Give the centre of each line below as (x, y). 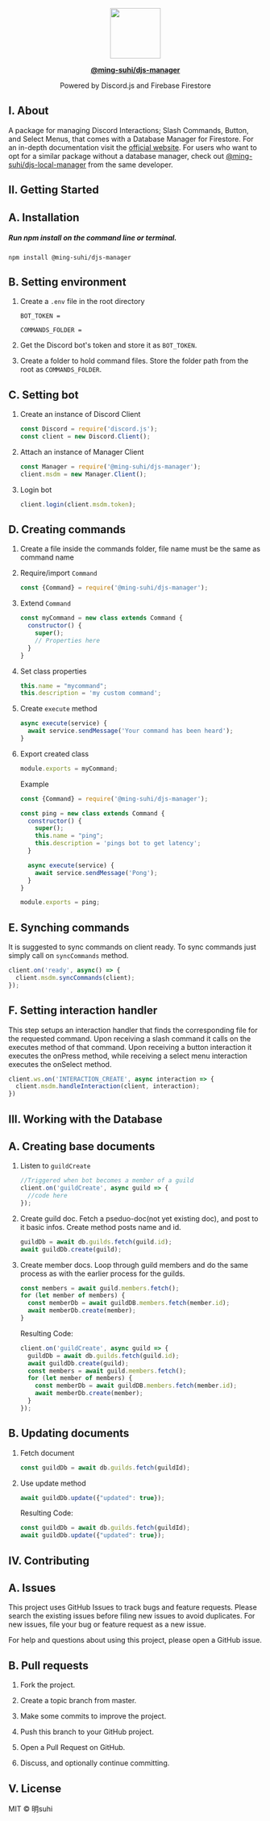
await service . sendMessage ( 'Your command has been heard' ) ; (131, 731)
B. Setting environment (67, 282)
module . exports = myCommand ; (69, 769)
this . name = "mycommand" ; (63, 685)
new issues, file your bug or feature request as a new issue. (108, 1624)
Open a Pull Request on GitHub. (73, 1748)
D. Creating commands (67, 529)
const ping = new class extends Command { (92, 813)
